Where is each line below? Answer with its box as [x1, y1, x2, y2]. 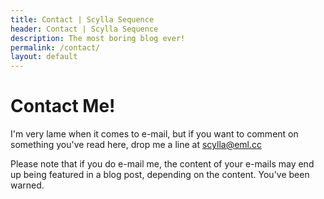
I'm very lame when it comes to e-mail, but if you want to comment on [10, 128, 299, 140]
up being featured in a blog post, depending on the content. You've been [10, 169, 310, 181]
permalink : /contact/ [10, 42, 101, 53]
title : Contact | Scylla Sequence [10, 14, 155, 25]
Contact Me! [10, 95, 116, 118]
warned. [10, 179, 45, 191]
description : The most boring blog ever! [10, 33, 186, 43]
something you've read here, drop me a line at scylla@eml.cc [10, 139, 263, 151]
